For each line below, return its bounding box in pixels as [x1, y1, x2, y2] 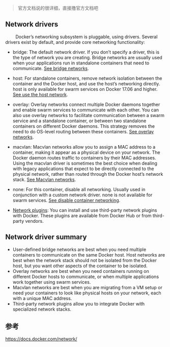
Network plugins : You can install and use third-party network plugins [12, 207, 157, 213]
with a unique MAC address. [12, 295, 72, 301]
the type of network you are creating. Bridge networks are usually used [12, 54, 163, 60]
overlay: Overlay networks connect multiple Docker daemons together [12, 101, 160, 107]
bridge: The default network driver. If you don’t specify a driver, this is [12, 49, 159, 55]
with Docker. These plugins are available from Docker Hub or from [12, 212, 152, 219]
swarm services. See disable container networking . [12, 197, 121, 203]
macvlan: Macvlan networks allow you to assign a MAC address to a [12, 144, 156, 150]
